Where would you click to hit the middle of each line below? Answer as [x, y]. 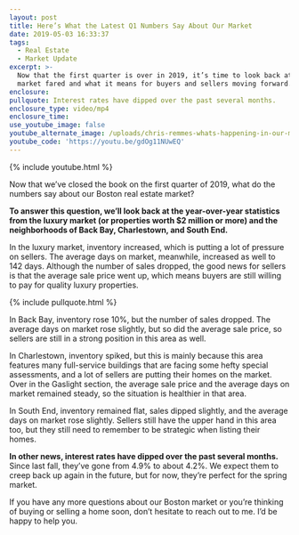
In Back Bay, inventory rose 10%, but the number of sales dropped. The [140, 319]
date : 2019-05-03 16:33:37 [59, 34]
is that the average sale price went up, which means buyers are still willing [145, 275]
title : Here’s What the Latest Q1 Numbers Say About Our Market [131, 26]
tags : [19, 42]
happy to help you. [44, 521]
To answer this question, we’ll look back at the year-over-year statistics [145, 211]
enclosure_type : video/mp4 [59, 109]
